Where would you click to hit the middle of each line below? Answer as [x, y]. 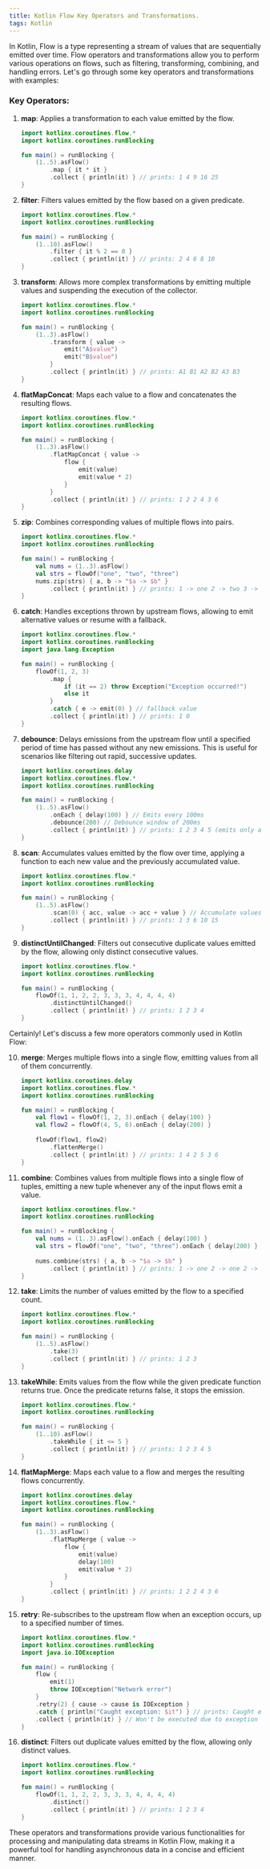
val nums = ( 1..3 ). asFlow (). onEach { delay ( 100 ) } [122, 1239]
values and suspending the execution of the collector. [109, 290]
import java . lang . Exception [67, 650]
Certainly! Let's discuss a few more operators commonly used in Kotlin [126, 1033]
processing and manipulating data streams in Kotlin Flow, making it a [122, 1841]
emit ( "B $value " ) [91, 357]
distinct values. [46, 1750]
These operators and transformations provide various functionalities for [127, 1832]
